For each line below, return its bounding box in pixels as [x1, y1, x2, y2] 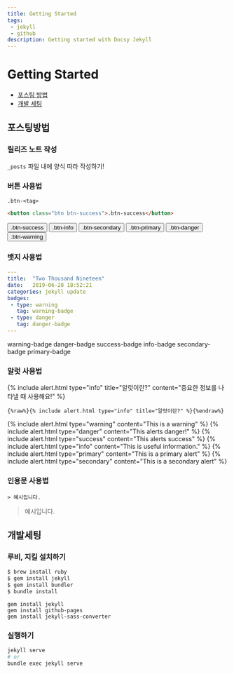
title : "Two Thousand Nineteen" [7, 275, 105, 283]
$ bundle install [7, 588, 58, 595]
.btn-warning [11, 233, 43, 241]
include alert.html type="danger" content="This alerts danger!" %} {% [7, 427, 211, 436]
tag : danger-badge [16, 321, 71, 328]
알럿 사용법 [7, 366, 43, 376]
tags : [7, 17, 23, 24]
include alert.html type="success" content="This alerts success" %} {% [7, 435, 216, 443]
